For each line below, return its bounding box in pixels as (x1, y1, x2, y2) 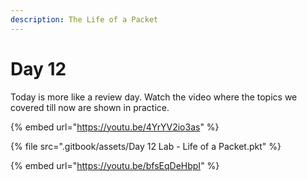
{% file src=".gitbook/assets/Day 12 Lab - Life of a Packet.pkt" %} (10, 140, 282, 152)
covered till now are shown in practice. (10, 101, 170, 113)
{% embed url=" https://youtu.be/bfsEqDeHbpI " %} (10, 159, 220, 171)
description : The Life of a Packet (10, 14, 159, 25)
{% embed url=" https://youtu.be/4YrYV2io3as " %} (10, 121, 220, 133)
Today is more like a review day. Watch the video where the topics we (10, 91, 298, 103)
